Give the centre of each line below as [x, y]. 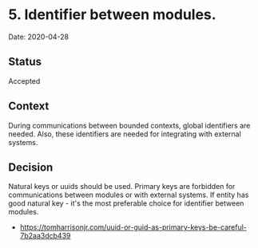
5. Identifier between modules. [113, 15]
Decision [31, 167]
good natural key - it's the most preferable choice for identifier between [126, 203]
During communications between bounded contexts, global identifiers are [129, 125]
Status [25, 62]
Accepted [24, 81]
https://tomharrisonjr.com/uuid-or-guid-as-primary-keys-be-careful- [133, 227]
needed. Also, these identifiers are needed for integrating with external [125, 134]
